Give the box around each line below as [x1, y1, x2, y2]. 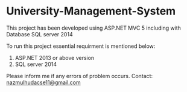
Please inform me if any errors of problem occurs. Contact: [6, 72, 153, 79]
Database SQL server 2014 [6, 30, 74, 38]
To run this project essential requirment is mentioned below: [6, 42, 156, 50]
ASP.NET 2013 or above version [14, 54, 95, 61]
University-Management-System [6, 4, 176, 18]
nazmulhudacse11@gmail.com [6, 79, 81, 86]
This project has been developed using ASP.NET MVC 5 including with [6, 24, 181, 31]
